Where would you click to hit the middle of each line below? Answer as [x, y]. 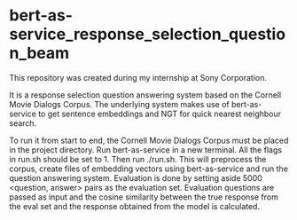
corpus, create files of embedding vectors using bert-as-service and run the [148, 169]
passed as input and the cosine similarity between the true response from [144, 197]
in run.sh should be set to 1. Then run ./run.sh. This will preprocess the [138, 159]
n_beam [39, 53]
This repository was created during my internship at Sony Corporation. [138, 77]
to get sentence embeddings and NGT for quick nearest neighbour [160, 114]
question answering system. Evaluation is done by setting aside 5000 [136, 177]
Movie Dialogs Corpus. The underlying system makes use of [119, 104]
